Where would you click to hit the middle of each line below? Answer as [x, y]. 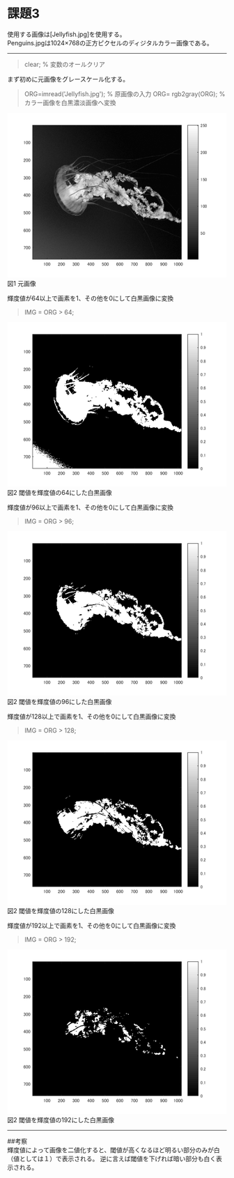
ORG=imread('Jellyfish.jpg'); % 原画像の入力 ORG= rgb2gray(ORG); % [125, 93]
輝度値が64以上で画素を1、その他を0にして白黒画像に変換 [91, 298]
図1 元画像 [22, 283]
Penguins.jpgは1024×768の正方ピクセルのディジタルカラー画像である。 [109, 43]
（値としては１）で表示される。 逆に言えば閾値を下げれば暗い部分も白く [112, 1158]
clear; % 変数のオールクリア [65, 64]
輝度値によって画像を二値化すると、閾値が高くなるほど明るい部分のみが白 [114, 1149]
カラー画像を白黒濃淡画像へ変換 [70, 102]
